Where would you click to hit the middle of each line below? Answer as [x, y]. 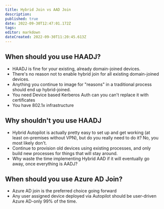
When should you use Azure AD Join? [64, 179]
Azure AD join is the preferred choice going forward [64, 191]
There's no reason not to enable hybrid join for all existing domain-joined [85, 74]
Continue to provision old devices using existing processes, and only [81, 148]
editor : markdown [23, 32]
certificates [23, 100]
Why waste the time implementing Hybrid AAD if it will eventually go [81, 158]
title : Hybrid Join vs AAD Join [38, 10]
